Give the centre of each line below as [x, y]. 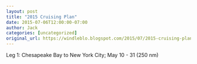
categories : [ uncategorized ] [42, 33]
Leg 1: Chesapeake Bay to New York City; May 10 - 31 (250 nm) [82, 55]
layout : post [22, 11]
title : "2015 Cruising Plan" [42, 17]
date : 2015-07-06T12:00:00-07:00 [47, 22]
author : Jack [22, 28]
